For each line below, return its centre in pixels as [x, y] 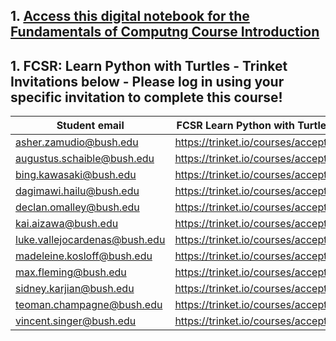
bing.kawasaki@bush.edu [76, 175]
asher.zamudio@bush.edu [77, 142]
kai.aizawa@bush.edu [67, 224]
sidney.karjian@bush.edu [75, 289]
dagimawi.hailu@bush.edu [77, 191]
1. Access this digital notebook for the [130, 16]
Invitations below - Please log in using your [147, 81]
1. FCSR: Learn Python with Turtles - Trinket [149, 65]
